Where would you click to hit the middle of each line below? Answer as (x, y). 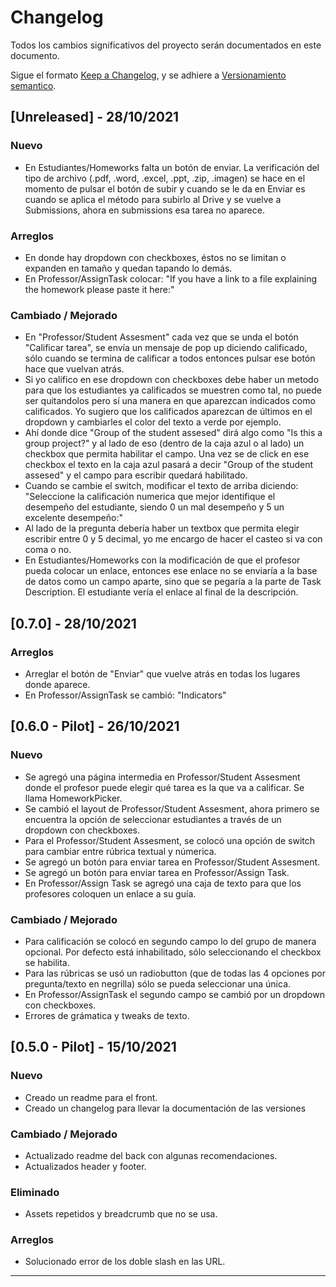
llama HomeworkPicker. (73, 798)
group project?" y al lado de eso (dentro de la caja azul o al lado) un (164, 443)
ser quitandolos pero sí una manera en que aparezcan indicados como (170, 401)
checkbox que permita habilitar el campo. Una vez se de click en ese (167, 454)
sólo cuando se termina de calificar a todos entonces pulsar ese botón (170, 358)
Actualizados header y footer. (85, 1166)
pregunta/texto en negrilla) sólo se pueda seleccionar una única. (158, 983)
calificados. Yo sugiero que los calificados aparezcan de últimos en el (168, 412)
